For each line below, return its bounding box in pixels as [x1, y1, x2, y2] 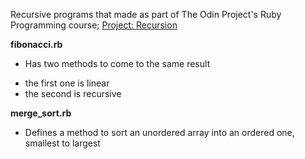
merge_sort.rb [10, 107, 72, 119]
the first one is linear [24, 77, 110, 89]
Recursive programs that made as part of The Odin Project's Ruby [10, 9, 282, 20]
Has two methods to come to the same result [24, 58, 211, 69]
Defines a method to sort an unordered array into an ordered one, [24, 127, 295, 138]
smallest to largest [24, 137, 101, 149]
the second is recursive [24, 88, 122, 99]
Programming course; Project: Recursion [10, 19, 178, 31]
